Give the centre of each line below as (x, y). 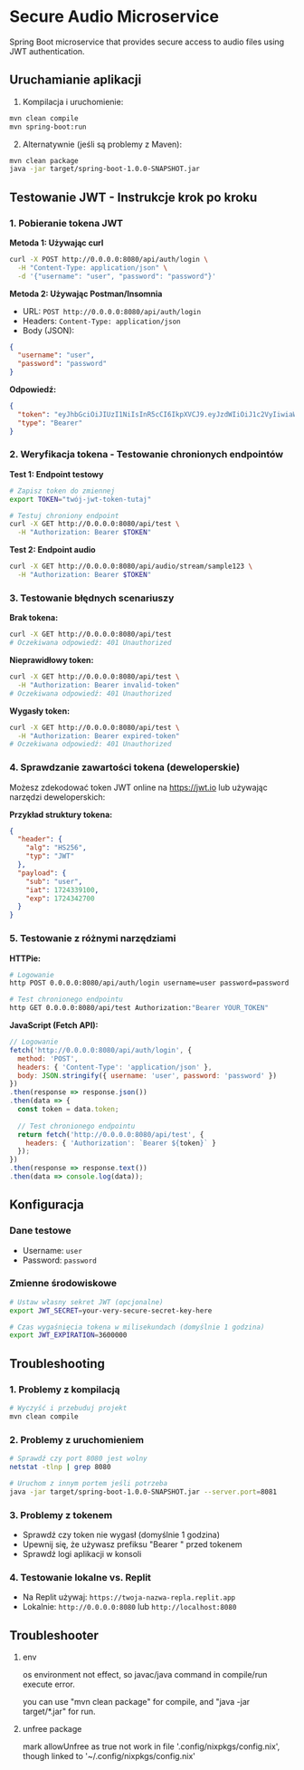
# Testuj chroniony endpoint (64, 515)
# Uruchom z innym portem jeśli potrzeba (89, 1483)
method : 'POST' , (48, 1058)
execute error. (48, 1684)
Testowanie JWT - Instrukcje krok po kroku (133, 197)
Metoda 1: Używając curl (57, 243)
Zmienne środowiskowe (63, 1284)
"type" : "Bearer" (50, 423)
